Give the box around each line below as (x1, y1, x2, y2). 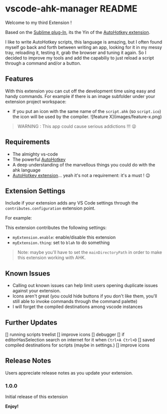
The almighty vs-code (12, 151, 58, 157)
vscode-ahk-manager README (5, 3, 137, 14)
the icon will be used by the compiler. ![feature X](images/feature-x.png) (12, 113, 162, 119)
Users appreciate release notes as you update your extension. (5, 369, 133, 375)
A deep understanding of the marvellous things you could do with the (12, 161, 155, 167)
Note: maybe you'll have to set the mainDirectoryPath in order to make (17, 249, 162, 255)
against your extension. (12, 288, 61, 294)
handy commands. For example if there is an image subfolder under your (5, 93, 155, 99)
